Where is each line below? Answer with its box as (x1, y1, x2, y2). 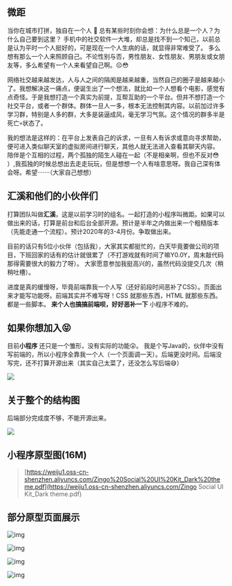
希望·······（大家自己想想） (25, 168, 95, 176)
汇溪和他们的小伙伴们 (7, 190, 98, 202)
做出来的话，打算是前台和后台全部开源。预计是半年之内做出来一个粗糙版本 (7, 219, 219, 227)
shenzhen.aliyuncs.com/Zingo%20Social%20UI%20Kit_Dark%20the (23, 475, 221, 484)
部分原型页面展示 (7, 511, 80, 524)
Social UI (197, 483, 224, 491)
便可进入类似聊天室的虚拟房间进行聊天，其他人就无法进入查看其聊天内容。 (7, 142, 219, 150)
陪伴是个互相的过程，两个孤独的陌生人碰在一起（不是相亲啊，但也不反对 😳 (7, 151, 220, 159)
